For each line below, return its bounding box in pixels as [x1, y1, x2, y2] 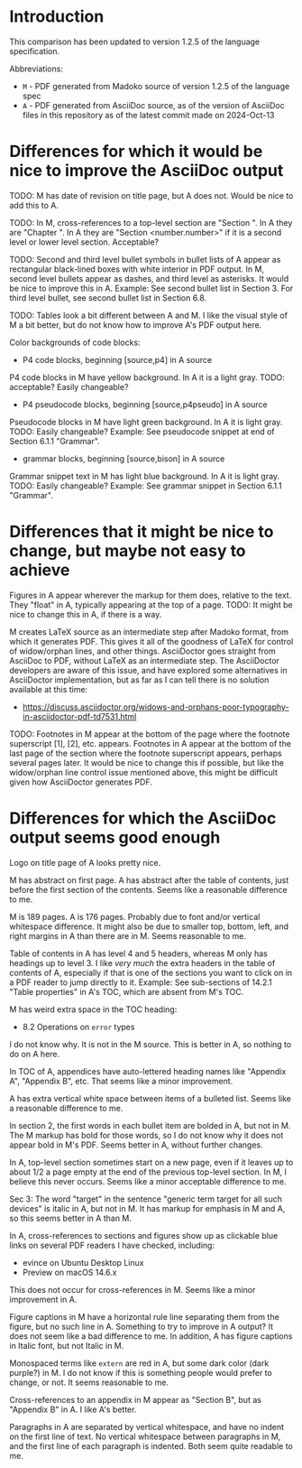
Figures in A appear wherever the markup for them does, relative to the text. [9, 590, 292, 600]
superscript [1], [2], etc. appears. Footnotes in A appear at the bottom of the [9, 738, 291, 748]
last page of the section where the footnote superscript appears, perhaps [9, 748, 282, 758]
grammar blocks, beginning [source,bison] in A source [22, 453, 225, 464]
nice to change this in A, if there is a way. [9, 609, 162, 619]
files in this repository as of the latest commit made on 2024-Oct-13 [22, 109, 275, 120]
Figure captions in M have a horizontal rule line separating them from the [9, 1311, 279, 1322]
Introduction [9, 6, 105, 27]
